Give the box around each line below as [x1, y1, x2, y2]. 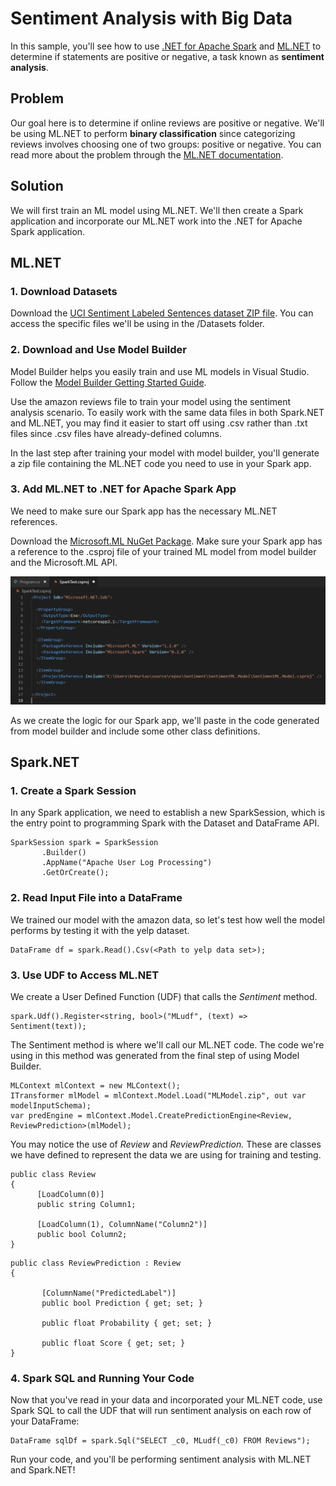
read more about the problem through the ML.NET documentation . [10, 148, 284, 161]
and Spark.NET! [10, 1464, 76, 1476]
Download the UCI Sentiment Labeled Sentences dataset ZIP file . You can [10, 307, 314, 319]
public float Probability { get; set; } [41, 1318, 213, 1328]
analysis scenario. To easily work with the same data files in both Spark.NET [10, 406, 325, 418]
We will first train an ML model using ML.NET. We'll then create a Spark [10, 204, 304, 216]
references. [10, 515, 58, 527]
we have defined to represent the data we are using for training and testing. [10, 1148, 322, 1161]
